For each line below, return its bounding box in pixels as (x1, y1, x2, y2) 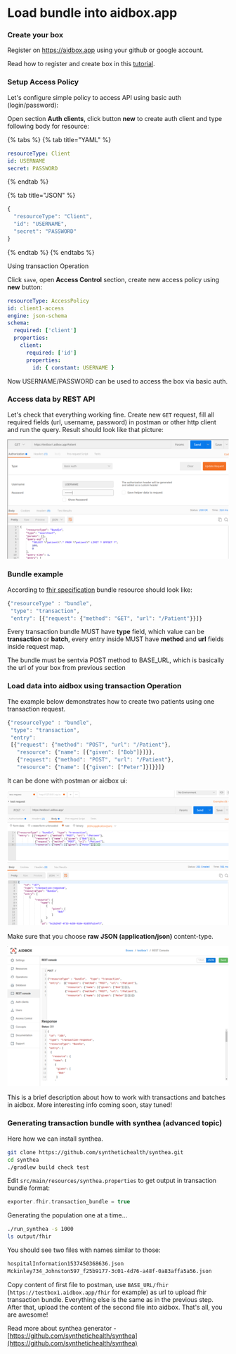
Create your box (7, 30, 64, 40)
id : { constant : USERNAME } (32, 364, 114, 371)
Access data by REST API (7, 394, 96, 404)
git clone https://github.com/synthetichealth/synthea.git (7, 1149, 184, 1156)
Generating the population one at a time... (7, 1211, 128, 1220)
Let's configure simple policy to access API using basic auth (7, 93, 181, 101)
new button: (7, 283, 43, 291)
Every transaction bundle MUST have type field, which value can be (7, 628, 205, 636)
